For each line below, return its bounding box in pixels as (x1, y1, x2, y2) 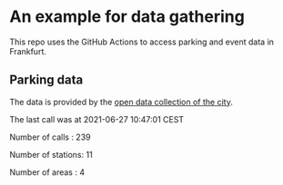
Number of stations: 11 (9, 149, 93, 160)
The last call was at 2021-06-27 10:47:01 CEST (9, 113, 185, 124)
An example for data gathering (9, 6, 246, 27)
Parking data (9, 73, 84, 88)
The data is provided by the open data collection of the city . (9, 96, 234, 107)
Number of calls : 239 (9, 131, 91, 142)
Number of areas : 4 (9, 166, 85, 178)
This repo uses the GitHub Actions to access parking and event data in (9, 36, 275, 47)
